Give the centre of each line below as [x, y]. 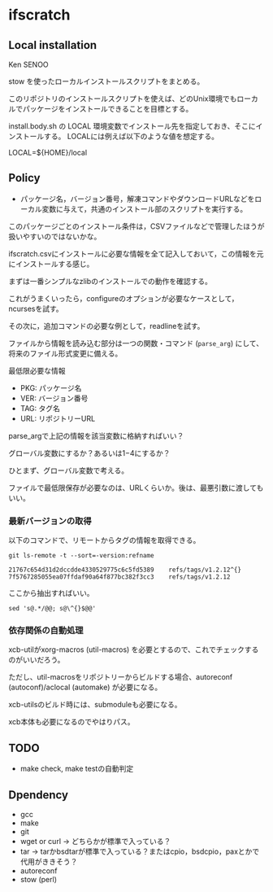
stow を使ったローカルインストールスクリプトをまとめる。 [106, 81]
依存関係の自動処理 [46, 631]
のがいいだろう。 [37, 660]
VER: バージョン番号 [54, 398]
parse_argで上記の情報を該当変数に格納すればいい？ [96, 435]
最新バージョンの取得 [50, 521]
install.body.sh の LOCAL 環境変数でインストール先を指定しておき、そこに [132, 126]
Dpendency [39, 795]
